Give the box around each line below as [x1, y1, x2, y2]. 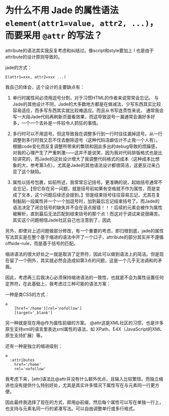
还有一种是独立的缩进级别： [5, 343, 63, 349]
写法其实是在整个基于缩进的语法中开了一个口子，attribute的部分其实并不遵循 [5, 234, 164, 240]
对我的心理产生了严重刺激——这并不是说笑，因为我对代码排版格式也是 [12, 149, 158, 155]
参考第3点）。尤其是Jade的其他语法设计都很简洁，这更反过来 [30, 162, 156, 168]
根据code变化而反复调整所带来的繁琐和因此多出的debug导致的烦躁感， [12, 143, 160, 149]
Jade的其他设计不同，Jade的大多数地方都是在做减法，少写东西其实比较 [12, 101, 161, 107]
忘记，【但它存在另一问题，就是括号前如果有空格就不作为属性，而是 [17, 185, 156, 192]
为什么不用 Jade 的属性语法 [5, 5, 119, 16]
